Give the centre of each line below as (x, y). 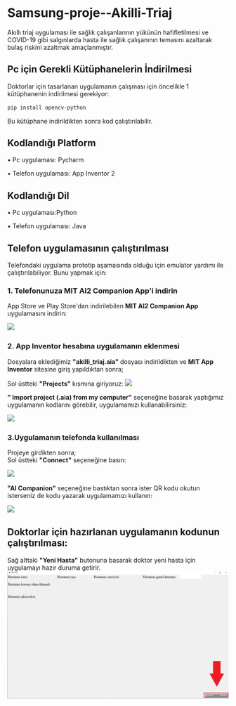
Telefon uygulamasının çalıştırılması (88, 248)
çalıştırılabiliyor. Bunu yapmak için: (57, 273)
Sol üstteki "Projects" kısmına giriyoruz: (66, 384)
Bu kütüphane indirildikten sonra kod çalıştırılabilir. (80, 121)
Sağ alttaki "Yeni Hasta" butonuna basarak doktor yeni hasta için (101, 560)
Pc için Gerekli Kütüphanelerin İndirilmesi (99, 69)
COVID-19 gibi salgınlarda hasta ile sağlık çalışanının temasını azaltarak (110, 39)
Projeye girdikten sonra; (42, 452)
